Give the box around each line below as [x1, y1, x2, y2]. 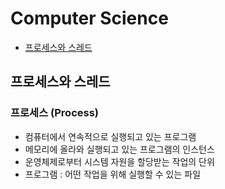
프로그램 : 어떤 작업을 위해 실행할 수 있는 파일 [24, 168, 202, 180]
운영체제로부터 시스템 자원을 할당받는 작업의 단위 [24, 155, 215, 167]
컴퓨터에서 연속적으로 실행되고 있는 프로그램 [24, 130, 197, 142]
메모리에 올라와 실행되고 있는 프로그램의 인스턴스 [24, 143, 215, 155]
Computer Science [10, 7, 169, 30]
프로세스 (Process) [10, 106, 100, 120]
